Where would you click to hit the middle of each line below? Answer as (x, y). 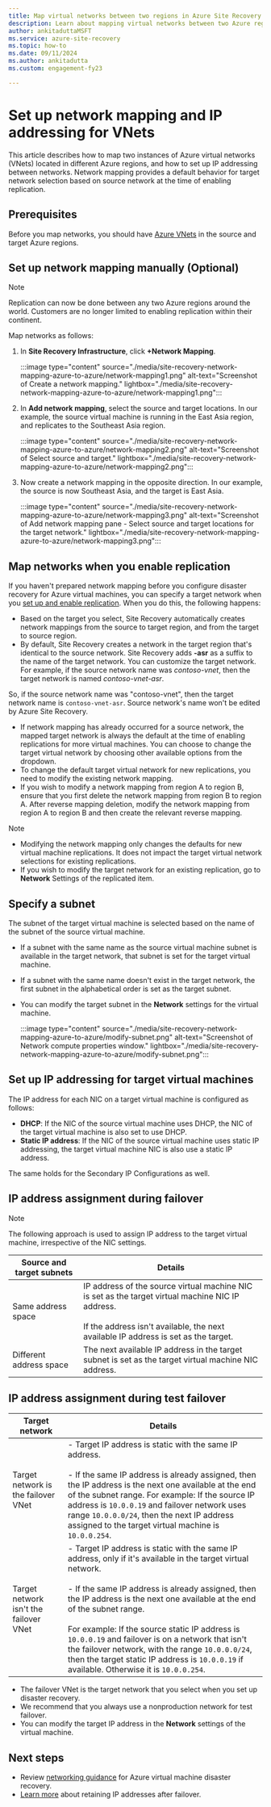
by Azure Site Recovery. (48, 712)
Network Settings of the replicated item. (87, 878)
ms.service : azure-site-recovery (65, 38)
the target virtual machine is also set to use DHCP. (104, 1131)
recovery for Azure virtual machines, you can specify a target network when (135, 595)
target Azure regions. (44, 242)
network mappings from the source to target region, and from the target (140, 627)
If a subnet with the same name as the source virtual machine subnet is (138, 947)
